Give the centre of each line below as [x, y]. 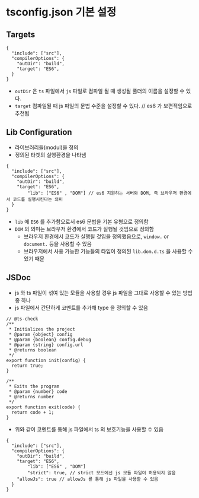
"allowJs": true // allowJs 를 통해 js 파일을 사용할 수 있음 [88, 479]
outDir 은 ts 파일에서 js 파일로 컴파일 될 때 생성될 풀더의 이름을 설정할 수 [99, 91]
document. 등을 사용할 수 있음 [57, 243]
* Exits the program [34, 386]
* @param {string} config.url [46, 345]
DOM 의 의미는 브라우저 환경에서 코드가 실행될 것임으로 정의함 [84, 229]
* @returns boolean [33, 350]
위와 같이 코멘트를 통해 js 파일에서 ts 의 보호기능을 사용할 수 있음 [89, 429]
